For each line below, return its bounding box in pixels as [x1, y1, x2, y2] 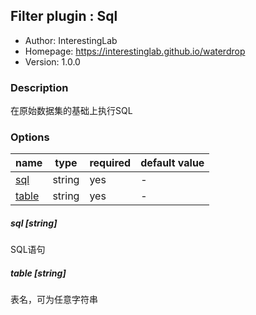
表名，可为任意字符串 [10, 294, 98, 306]
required [89, 156, 132, 170]
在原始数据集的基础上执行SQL [10, 105, 133, 117]
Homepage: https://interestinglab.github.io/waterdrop [24, 45, 246, 57]
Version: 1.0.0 [24, 55, 81, 68]
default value [140, 156, 205, 170]
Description [10, 80, 69, 94]
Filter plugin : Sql [10, 8, 118, 25]
